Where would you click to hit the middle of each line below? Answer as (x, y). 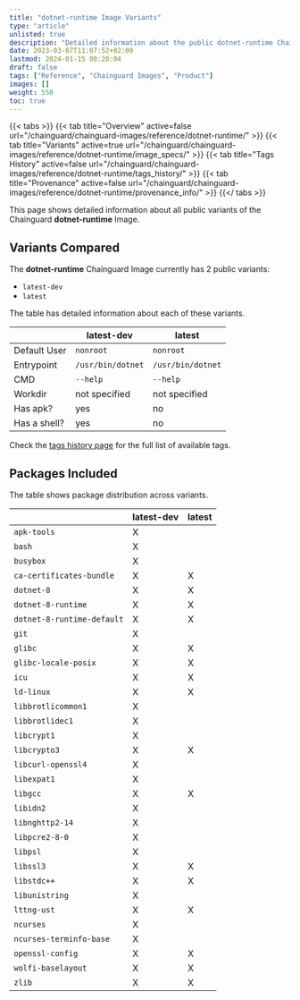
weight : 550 (31, 92)
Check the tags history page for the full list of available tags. (120, 445)
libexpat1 (34, 779)
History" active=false (48, 164)
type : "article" (39, 26)
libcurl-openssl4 (50, 764)
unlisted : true (37, 34)
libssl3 (30, 866)
